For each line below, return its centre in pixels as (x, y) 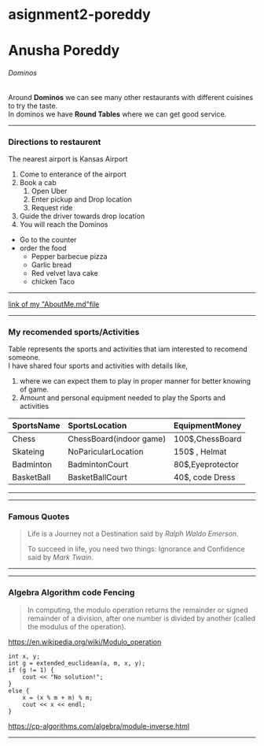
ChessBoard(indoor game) (117, 439)
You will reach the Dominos (64, 224)
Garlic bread (51, 265)
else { (19, 691)
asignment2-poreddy (79, 15)
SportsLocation (97, 425)
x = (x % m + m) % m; (57, 698)
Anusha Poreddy (64, 51)
